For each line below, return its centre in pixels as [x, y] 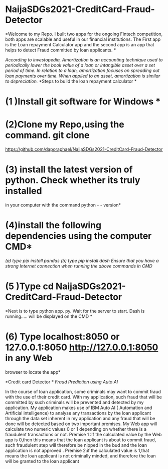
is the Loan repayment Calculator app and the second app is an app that [80, 44]
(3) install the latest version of [69, 170]
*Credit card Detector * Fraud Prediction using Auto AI [62, 382]
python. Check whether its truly [73, 180]
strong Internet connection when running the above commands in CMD [79, 266]
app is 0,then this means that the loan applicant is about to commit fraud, [81, 440]
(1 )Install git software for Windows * [83, 102]
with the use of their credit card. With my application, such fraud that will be [83, 397]
